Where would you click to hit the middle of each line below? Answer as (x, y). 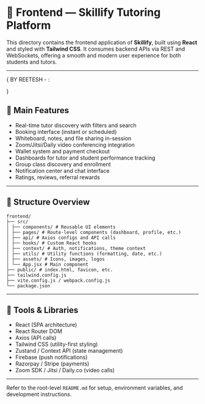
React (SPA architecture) (46, 325)
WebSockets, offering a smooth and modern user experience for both (94, 55)
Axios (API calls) (36, 338)
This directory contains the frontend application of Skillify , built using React (102, 42)
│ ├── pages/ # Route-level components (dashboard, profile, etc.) (94, 232)
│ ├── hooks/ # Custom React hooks (52, 243)
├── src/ (17, 222)
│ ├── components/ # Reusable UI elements (61, 227)
